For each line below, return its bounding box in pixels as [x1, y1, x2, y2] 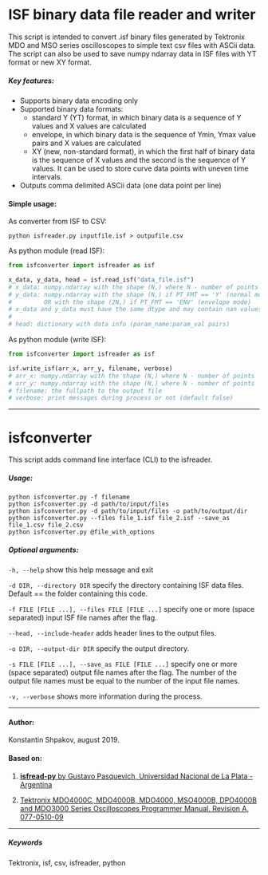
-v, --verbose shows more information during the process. [8, 692, 203, 701]
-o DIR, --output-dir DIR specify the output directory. [8, 644, 190, 653]
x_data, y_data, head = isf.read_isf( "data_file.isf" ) [8, 275, 195, 284]
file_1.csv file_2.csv [8, 521, 84, 530]
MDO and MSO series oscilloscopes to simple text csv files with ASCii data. [8, 40, 256, 49]
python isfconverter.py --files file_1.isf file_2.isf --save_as [8, 514, 230, 522]
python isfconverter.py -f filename [8, 493, 130, 502]
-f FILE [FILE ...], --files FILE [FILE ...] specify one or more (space [8, 605, 255, 614]
